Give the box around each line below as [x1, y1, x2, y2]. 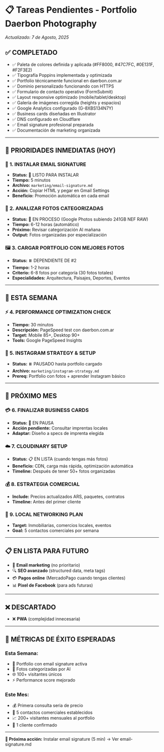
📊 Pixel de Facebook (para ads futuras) [12, 582, 93, 588]
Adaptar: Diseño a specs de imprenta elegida [12, 430, 104, 436]
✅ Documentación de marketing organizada [12, 127, 101, 133]
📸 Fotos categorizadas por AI [12, 666, 71, 672]
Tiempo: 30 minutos [12, 321, 54, 327]
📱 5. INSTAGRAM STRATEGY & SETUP [5, 349, 96, 356]
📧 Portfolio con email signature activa [12, 661, 87, 666]
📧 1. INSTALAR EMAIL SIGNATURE [5, 161, 86, 168]
